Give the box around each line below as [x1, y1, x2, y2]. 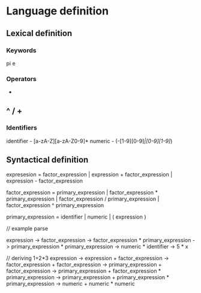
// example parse [6, 225, 49, 232]
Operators [6, 74, 37, 83]
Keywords [6, 46, 37, 55]
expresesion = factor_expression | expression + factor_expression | [6, 171, 173, 178]
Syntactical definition [6, 155, 89, 165]
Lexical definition [6, 28, 73, 38]
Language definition [6, 4, 109, 18]
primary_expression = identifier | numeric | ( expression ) [6, 213, 146, 220]
